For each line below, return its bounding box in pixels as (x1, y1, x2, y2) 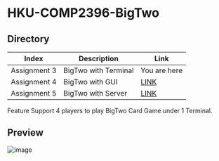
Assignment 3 (11, 65, 57, 75)
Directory (7, 33, 50, 45)
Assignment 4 (11, 77, 57, 86)
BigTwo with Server (62, 89, 128, 98)
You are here (140, 65, 183, 75)
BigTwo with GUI (62, 77, 118, 86)
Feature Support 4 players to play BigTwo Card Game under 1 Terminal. (7, 107, 213, 115)
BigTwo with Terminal (62, 65, 134, 75)
